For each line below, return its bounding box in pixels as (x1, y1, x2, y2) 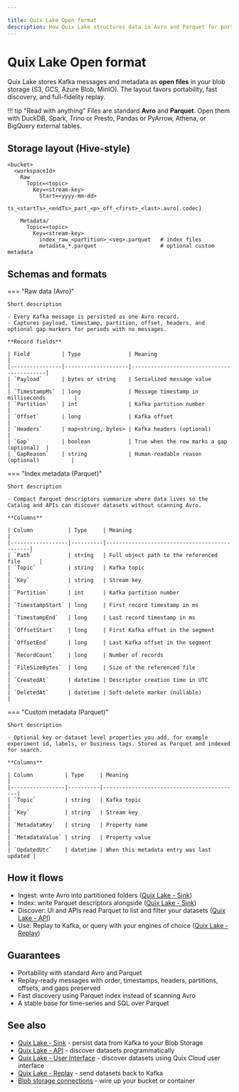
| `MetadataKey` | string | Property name (7, 822, 148, 829)
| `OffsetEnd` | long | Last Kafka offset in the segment (7, 639, 212, 646)
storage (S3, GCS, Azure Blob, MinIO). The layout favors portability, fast (7, 85, 218, 93)
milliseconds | (7, 394, 78, 402)
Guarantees (7, 949, 60, 961)
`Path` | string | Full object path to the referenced (14, 552, 218, 559)
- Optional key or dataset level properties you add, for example (7, 734, 208, 742)
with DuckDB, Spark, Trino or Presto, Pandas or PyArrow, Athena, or (7, 114, 206, 123)
